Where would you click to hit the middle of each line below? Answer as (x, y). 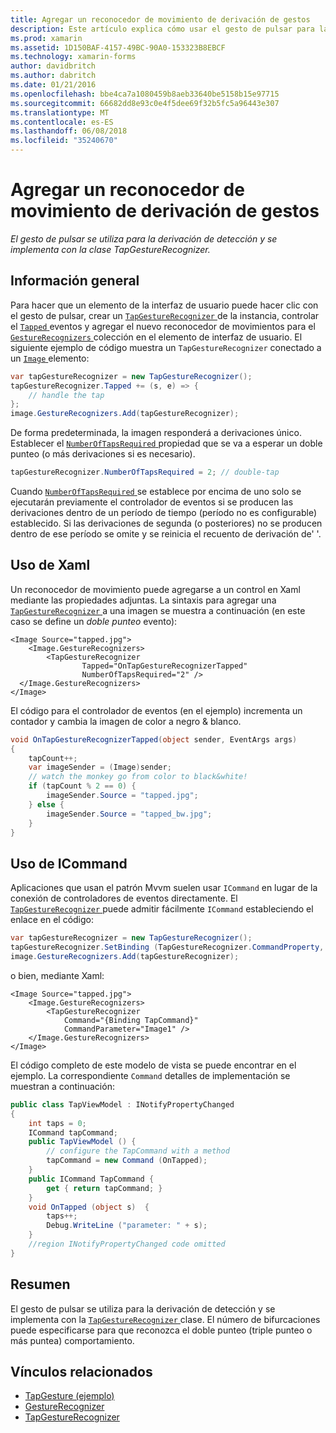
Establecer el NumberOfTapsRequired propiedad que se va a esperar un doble (166, 443)
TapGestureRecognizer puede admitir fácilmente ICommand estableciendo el (162, 909)
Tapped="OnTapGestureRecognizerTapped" (164, 666)
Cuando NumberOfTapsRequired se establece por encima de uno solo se (156, 491)
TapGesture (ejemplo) (69, 1396)
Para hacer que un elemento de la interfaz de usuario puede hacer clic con (164, 305)
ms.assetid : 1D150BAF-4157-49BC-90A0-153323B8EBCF (118, 47)
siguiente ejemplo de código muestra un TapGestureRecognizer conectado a (166, 347)
